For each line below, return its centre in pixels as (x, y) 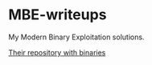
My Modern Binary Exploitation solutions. (76, 37)
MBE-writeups (58, 15)
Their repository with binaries (57, 52)
